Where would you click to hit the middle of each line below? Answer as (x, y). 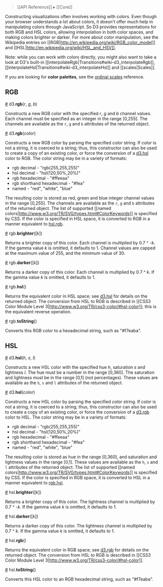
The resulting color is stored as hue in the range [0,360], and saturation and (81, 457)
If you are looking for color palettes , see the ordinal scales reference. (75, 77)
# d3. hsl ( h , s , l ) (20, 358)
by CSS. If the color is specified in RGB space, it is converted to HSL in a (78, 477)
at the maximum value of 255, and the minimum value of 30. (65, 253)
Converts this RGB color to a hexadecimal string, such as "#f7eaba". (73, 330)
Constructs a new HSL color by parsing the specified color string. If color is (81, 402)
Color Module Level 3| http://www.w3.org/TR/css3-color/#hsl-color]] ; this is (81, 306)
